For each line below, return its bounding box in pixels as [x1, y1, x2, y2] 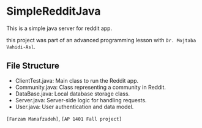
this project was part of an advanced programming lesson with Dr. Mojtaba [6, 36, 196, 43]
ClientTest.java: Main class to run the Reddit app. [15, 77, 139, 84]
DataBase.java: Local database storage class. [15, 90, 130, 97]
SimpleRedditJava [6, 4, 101, 18]
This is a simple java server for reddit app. [6, 24, 112, 32]
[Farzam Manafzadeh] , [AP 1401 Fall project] [6, 115, 122, 122]
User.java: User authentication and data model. [15, 103, 134, 110]
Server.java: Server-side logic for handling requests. [15, 96, 147, 104]
